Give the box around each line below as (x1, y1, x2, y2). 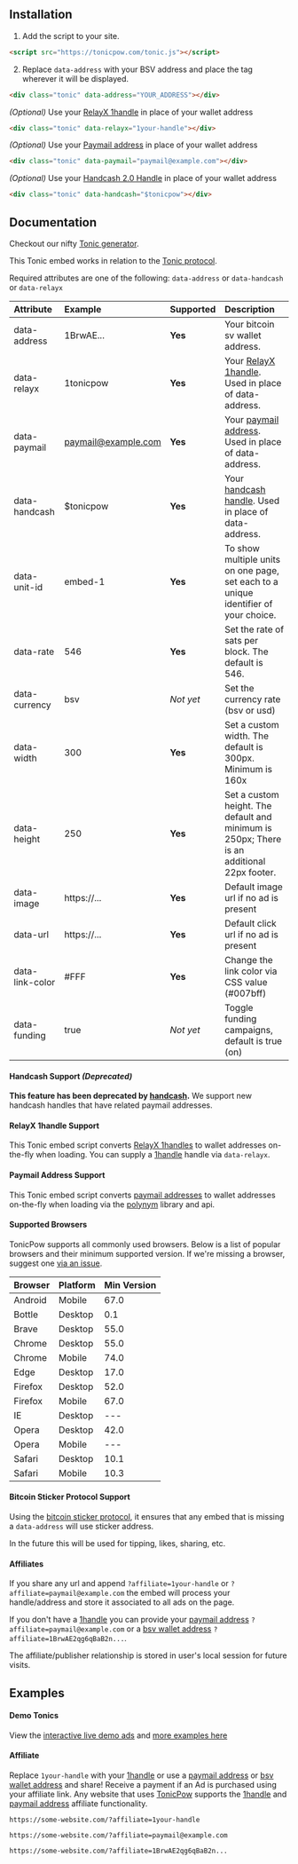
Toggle (224, 1002, 254, 1014)
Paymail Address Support (9, 1170, 106, 1180)
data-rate (13, 645, 55, 658)
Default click (224, 918, 277, 929)
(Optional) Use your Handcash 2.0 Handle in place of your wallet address (9, 173, 278, 184)
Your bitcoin (224, 319, 275, 330)
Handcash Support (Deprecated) (9, 1070, 133, 1081)
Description (224, 304, 275, 315)
